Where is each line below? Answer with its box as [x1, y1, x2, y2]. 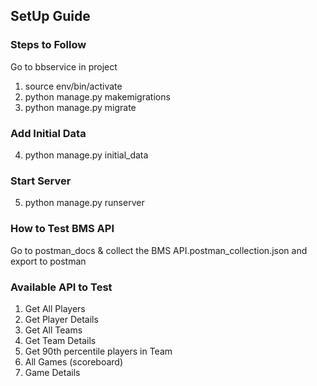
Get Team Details [24, 334, 97, 346]
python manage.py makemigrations [24, 90, 171, 103]
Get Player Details [24, 313, 99, 325]
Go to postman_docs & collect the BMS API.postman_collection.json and [10, 244, 308, 256]
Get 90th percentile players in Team [24, 345, 173, 357]
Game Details [24, 366, 81, 378]
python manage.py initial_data [24, 149, 149, 161]
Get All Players [24, 302, 86, 314]
